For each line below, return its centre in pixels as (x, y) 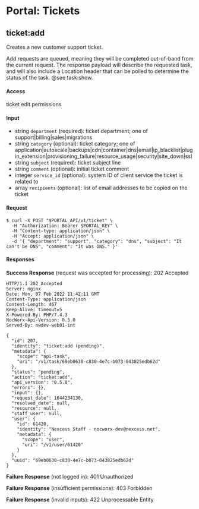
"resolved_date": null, (41, 403)
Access (16, 91)
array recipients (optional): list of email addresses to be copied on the (101, 188)
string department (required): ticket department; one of (81, 131)
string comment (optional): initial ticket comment (72, 169)
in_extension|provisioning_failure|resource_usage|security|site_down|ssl (103, 156)
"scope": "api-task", (43, 356)
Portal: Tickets (43, 11)
